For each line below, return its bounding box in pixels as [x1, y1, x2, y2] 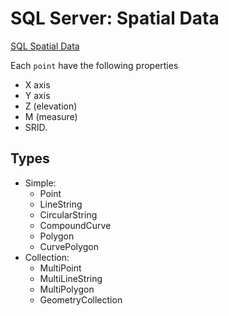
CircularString [39, 208, 98, 221]
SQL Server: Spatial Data [10, 7, 220, 30]
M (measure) [24, 110, 78, 122]
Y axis [24, 89, 51, 101]
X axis [24, 78, 51, 91]
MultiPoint [39, 262, 82, 274]
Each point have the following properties [10, 59, 179, 71]
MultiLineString [39, 272, 103, 284]
